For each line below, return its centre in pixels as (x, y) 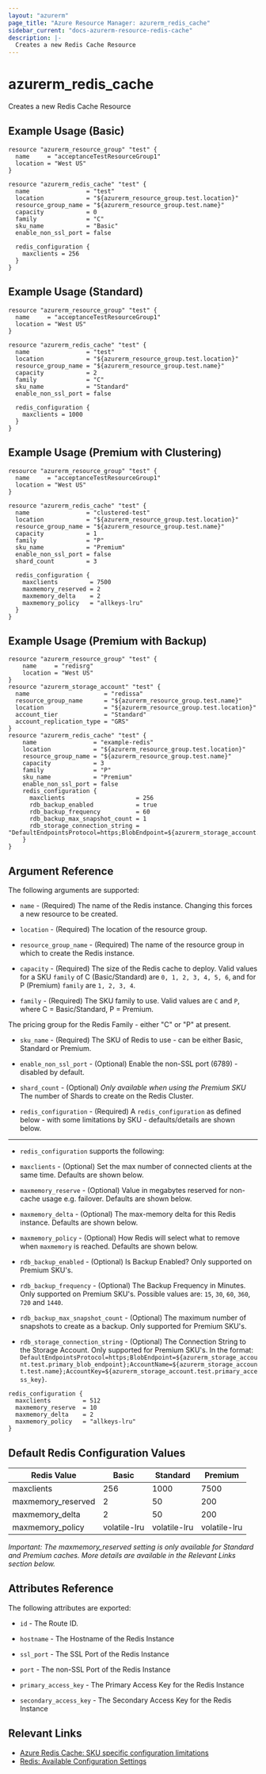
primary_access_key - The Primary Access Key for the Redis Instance (132, 1684)
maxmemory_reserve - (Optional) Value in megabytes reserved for (123, 1191)
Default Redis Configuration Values (97, 1453)
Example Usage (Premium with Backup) (108, 641)
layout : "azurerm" (38, 15)
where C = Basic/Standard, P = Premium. (87, 1010)
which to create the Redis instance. (77, 953)
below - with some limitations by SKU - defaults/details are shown (127, 1120)
